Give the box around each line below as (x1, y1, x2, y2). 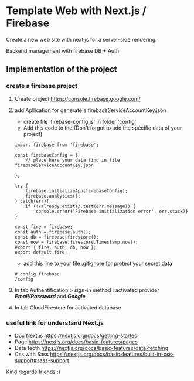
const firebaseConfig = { (14, 152, 78, 158)
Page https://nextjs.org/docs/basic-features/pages (14, 338, 138, 345)
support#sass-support (14, 356, 69, 364)
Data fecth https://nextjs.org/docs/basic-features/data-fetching (14, 344, 168, 351)
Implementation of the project (6, 64, 117, 74)
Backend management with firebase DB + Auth (6, 47, 120, 54)
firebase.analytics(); (25, 193, 81, 199)
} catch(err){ (14, 198, 49, 204)
